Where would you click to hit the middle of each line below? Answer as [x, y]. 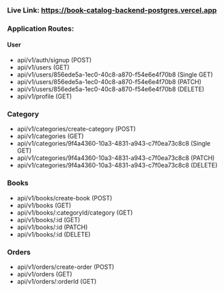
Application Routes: [41, 28]
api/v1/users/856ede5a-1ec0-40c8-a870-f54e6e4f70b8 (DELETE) [111, 89]
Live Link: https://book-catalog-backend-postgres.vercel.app [112, 10]
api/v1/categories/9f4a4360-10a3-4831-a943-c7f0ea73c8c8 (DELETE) [117, 165]
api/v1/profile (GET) [44, 96]
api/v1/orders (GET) [45, 274]
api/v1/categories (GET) [50, 136]
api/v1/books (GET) [44, 205]
